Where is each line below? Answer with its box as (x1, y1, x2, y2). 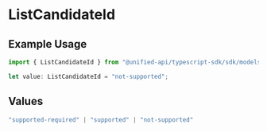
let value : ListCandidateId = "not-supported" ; (8, 72, 169, 80)
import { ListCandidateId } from (8, 58, 119, 66)
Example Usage (8, 37, 87, 51)
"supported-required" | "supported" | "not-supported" (8, 115, 194, 124)
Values (8, 95, 44, 108)
